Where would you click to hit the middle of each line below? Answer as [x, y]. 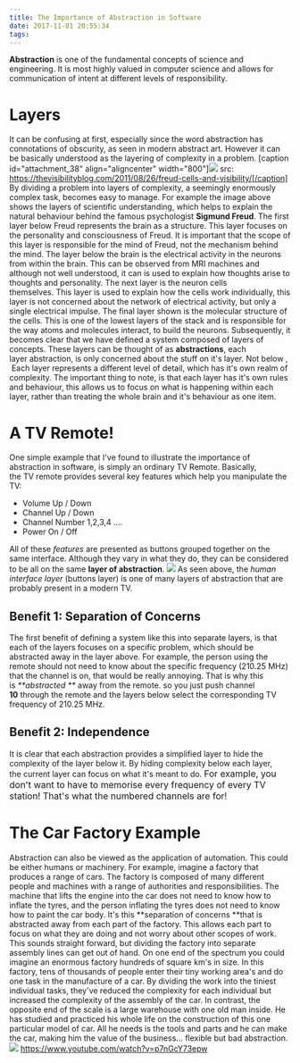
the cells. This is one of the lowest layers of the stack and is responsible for [148, 321]
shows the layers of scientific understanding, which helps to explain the [141, 207]
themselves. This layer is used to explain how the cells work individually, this [150, 292]
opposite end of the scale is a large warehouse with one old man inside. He [147, 1009]
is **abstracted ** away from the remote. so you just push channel [132, 685]
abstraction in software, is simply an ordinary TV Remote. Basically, [133, 467]
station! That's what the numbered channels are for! [118, 796]
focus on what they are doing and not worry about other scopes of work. [143, 933]
